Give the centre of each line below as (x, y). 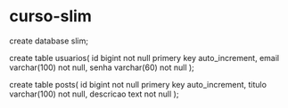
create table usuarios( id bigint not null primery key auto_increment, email (144, 58)
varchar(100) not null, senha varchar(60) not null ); (102, 67)
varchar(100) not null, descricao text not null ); (94, 94)
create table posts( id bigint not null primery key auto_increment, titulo (138, 84)
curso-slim (50, 16)
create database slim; (49, 41)
